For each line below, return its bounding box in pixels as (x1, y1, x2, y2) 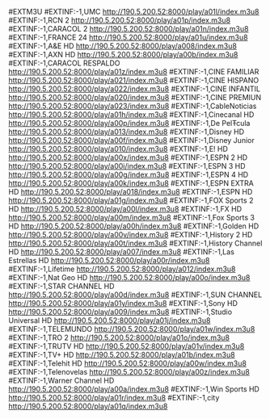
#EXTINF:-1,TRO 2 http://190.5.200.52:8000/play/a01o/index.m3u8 (8, 333, 230, 342)
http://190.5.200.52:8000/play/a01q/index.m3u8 (8, 401, 168, 411)
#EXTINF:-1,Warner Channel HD (8, 375, 115, 385)
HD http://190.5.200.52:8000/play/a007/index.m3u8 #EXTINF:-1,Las (8, 247, 234, 257)
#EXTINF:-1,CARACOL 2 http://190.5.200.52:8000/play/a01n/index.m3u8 (8, 24, 249, 33)
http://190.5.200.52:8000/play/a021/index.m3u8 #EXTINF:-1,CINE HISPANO (8, 76, 259, 85)
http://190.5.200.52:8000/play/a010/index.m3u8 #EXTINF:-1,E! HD (8, 145, 229, 153)
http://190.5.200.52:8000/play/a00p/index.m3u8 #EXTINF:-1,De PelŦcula (8, 119, 251, 128)
